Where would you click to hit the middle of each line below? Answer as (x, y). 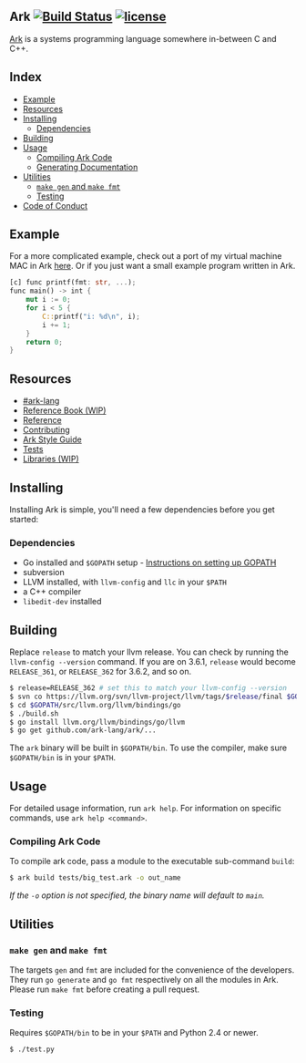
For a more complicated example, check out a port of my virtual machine (146, 256)
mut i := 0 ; (48, 300)
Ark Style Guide (52, 439)
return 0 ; (45, 342)
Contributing (46, 430)
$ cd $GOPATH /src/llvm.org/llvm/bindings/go (95, 705)
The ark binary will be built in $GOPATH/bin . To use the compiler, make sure (148, 748)
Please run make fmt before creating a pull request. (105, 989)
